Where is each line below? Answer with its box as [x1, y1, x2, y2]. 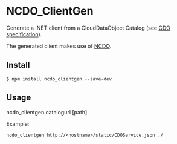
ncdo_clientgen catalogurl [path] [6, 108, 88, 116]
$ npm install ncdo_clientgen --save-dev [6, 76, 112, 82]
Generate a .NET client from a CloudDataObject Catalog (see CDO [6, 24, 171, 31]
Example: [6, 120, 30, 128]
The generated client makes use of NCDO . [6, 42, 112, 50]
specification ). [6, 30, 42, 38]
